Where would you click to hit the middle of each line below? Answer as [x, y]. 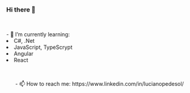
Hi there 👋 [21, 10]
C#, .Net [25, 41]
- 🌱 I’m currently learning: [38, 34]
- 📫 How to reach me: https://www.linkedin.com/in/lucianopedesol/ [100, 84]
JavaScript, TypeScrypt [43, 47]
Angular [24, 54]
